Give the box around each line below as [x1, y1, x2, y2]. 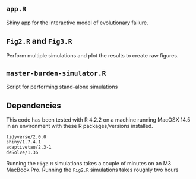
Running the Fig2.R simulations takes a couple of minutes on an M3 [6, 160, 171, 167]
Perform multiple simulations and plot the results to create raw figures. [6, 52, 179, 59]
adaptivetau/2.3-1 [6, 145, 52, 151]
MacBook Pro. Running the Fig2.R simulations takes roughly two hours [6, 166, 179, 174]
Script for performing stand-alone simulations [6, 83, 118, 91]
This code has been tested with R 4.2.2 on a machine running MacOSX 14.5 [6, 116, 191, 123]
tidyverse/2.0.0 [6, 134, 46, 140]
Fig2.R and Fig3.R [6, 36, 72, 46]
